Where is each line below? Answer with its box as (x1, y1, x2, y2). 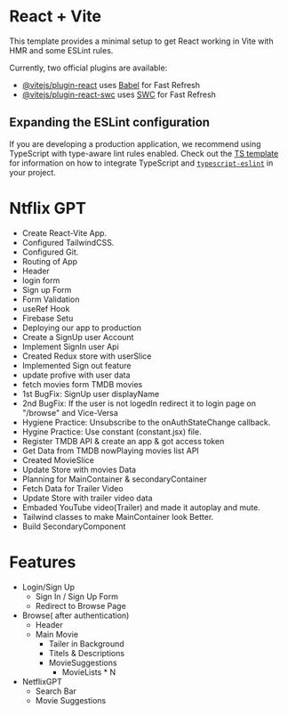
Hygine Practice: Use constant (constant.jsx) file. (21, 426, 202, 437)
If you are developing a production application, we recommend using (9, 138, 261, 149)
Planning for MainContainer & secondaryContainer (21, 474, 207, 484)
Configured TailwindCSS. (21, 237, 115, 248)
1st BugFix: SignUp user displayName (21, 388, 160, 399)
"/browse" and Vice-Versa (21, 407, 118, 418)
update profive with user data (21, 370, 131, 380)
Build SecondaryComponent (21, 521, 126, 532)
